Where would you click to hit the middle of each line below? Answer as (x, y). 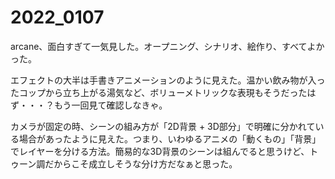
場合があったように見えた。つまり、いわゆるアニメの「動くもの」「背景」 (170, 138)
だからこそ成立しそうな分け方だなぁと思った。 (141, 163)
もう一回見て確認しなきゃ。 (110, 105)
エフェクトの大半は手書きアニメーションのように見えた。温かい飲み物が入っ (168, 80)
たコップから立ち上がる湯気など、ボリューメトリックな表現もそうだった (159, 92)
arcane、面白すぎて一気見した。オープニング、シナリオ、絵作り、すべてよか (167, 46)
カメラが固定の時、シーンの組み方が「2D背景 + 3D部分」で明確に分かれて (163, 126)
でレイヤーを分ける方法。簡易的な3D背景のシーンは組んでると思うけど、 (160, 151)
